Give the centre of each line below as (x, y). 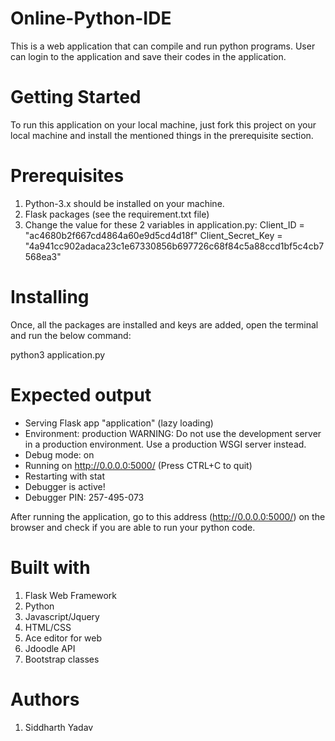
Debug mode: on (59, 454)
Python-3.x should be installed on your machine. (124, 203)
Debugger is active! (65, 486)
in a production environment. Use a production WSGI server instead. (165, 444)
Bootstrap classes (62, 659)
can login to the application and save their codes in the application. (148, 56)
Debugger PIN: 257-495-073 (84, 497)
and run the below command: (71, 335)
